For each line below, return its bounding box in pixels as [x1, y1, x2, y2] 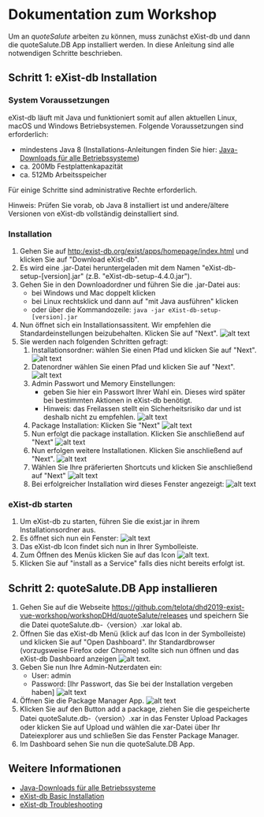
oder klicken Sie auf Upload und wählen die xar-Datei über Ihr [19, 722, 221, 732]
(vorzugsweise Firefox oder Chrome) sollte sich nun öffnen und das [19, 646, 240, 655]
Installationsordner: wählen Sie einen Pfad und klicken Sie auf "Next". [31, 345, 257, 355]
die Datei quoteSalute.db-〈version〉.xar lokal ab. [19, 620, 183, 629]
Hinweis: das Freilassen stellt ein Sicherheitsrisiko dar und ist [43, 403, 242, 413]
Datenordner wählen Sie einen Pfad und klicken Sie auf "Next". [31, 362, 236, 371]
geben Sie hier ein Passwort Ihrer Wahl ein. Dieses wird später [43, 387, 246, 396]
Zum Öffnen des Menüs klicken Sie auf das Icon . [19, 550, 210, 560]
